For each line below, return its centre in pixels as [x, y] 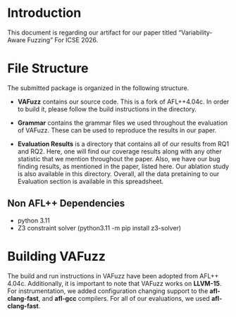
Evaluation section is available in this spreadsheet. [91, 181]
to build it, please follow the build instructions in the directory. [107, 109]
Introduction [44, 13]
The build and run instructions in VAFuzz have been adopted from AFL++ [113, 275]
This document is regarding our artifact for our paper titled [92, 32]
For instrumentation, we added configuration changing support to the [108, 291]
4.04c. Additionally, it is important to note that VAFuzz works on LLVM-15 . [114, 283]
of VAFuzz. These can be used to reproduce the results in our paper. [117, 130]
